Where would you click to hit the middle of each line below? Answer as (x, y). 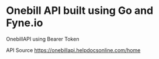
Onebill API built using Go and (80, 11)
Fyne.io (25, 23)
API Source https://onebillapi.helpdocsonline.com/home (73, 50)
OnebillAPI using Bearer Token (43, 39)
